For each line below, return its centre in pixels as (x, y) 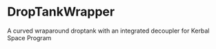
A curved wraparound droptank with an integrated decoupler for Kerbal (108, 31)
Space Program (29, 37)
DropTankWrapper (61, 12)
